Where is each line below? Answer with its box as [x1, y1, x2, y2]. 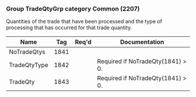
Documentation [120, 38, 164, 46]
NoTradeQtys [9, 48, 45, 56]
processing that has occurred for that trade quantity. [6, 24, 132, 31]
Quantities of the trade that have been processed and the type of [6, 18, 162, 25]
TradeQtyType [9, 61, 48, 69]
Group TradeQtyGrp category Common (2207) [6, 5, 140, 13]
